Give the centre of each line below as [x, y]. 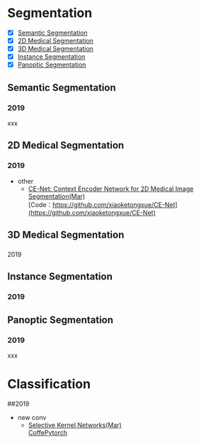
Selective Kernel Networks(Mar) [75, 425]
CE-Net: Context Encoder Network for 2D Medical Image [111, 189]
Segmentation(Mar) [57, 196]
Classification [49, 384]
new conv [32, 417]
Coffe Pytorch [47, 432]
